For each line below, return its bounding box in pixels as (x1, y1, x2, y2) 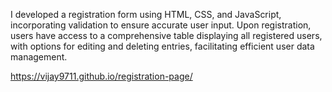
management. (10, 51, 68, 63)
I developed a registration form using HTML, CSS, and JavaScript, (10, 9, 282, 20)
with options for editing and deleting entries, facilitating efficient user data (10, 40, 315, 52)
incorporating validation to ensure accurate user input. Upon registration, (10, 19, 312, 31)
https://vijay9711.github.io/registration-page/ (10, 70, 193, 82)
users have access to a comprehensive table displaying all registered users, (10, 30, 323, 41)
